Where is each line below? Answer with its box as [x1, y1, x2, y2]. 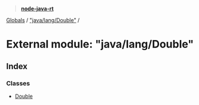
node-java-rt [20, 5, 54, 12]
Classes [6, 79, 30, 87]
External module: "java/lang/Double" [6, 38, 194, 51]
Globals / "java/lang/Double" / [6, 17, 80, 23]
